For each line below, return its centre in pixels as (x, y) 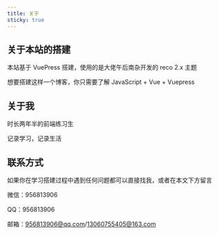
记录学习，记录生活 (34, 139)
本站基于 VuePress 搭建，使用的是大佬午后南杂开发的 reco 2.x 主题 (102, 68)
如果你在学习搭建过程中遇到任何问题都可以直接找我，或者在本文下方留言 (109, 180)
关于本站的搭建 (39, 49)
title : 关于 (23, 13)
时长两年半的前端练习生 (40, 124)
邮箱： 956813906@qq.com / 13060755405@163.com (82, 224)
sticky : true (26, 20)
